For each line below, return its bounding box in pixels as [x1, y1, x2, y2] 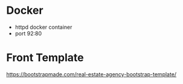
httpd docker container [14, 23, 72, 31]
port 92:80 [14, 29, 42, 37]
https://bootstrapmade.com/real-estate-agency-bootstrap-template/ [6, 70, 177, 78]
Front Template [6, 51, 84, 65]
